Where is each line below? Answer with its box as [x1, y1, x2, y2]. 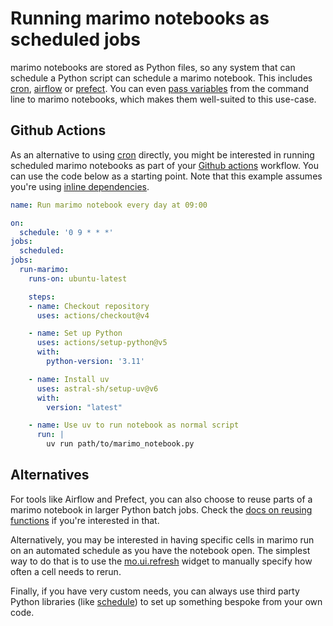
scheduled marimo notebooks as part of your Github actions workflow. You [10, 159, 319, 171]
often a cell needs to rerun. [10, 565, 122, 577]
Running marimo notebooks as [10, 7, 270, 30]
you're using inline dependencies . [10, 180, 150, 192]
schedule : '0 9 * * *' [19, 227, 114, 237]
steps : [28, 292, 56, 302]
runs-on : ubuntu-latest [28, 273, 128, 284]
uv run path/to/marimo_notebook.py [46, 439, 195, 449]
